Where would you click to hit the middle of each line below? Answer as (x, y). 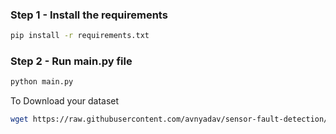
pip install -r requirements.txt (80, 36)
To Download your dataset (65, 101)
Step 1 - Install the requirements (89, 15)
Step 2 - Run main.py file (71, 61)
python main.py (42, 82)
